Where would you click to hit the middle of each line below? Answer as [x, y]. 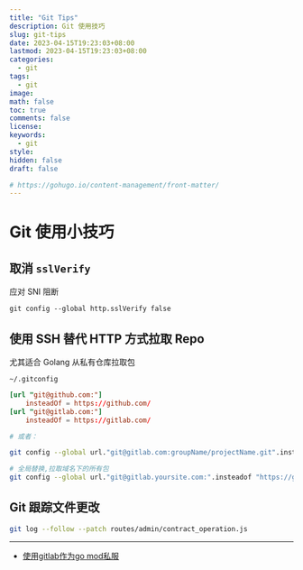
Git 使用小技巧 [62, 232]
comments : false [40, 118]
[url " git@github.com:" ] [56, 395]
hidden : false [36, 160]
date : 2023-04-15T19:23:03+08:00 [72, 43]
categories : [32, 60]
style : [22, 152]
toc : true [28, 110]
